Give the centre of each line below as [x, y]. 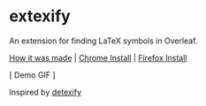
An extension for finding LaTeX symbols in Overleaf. [103, 41]
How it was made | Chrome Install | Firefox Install [98, 57]
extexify [40, 16]
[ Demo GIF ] [32, 75]
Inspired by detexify [46, 92]
